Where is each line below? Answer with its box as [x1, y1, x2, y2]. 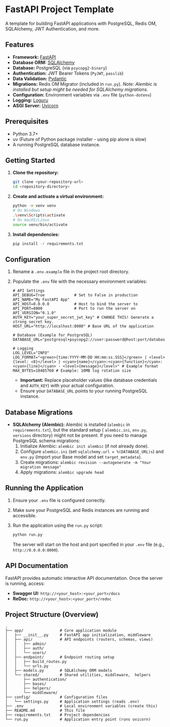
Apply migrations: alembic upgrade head [20, 469, 104, 475]
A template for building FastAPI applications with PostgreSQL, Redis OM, [5, 20, 157, 26]
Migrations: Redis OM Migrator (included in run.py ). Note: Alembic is [12, 81, 157, 87]
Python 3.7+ [12, 130, 39, 137]
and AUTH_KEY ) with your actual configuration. [20, 382, 115, 389]
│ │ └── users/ [5, 650, 47, 655]
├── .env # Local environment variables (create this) [5, 704, 158, 709]
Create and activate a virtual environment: [12, 193, 104, 200]
